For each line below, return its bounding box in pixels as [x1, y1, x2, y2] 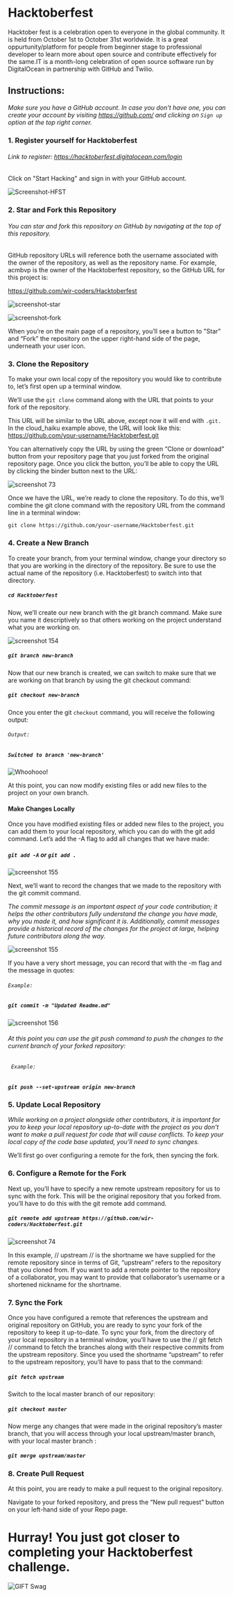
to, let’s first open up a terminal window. [8, 382, 122, 390]
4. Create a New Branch [8, 538, 89, 548]
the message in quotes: [8, 966, 75, 975]
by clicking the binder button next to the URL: [8, 467, 138, 475]
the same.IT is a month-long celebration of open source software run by [8, 57, 214, 65]
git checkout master [8, 1405, 68, 1413]
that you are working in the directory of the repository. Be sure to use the [8, 561, 216, 570]
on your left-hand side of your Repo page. [8, 1505, 128, 1514]
